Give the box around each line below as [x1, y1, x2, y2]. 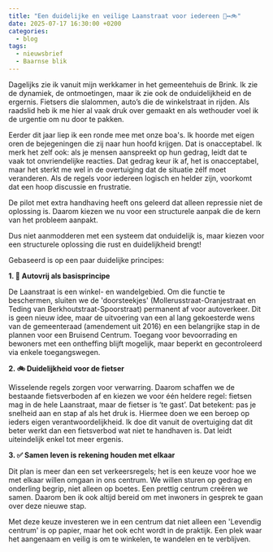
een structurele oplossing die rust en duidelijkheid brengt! [8, 239, 201, 249]
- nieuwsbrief [15, 50, 63, 58]
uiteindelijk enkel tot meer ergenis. [8, 434, 123, 444]
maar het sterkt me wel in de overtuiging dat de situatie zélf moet [8, 164, 227, 174]
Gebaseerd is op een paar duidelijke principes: [8, 255, 165, 265]
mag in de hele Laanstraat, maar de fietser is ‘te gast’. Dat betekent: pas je [8, 400, 257, 410]
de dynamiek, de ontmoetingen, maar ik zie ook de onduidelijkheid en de [8, 88, 252, 98]
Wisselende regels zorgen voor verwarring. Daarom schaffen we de [8, 382, 236, 392]
